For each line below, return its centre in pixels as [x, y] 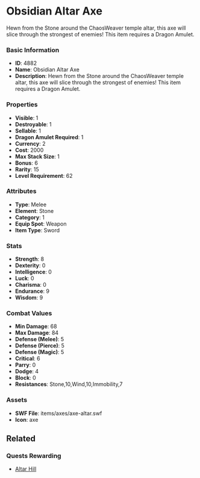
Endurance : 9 [32, 291]
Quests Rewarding [34, 456]
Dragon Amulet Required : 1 [49, 137]
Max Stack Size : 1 [37, 156]
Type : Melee [31, 205]
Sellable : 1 [28, 131]
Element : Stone [34, 211]
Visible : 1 [27, 118]
